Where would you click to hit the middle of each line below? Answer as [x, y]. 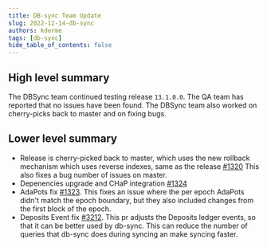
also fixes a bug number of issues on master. [93, 174]
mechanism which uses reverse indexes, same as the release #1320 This [139, 166]
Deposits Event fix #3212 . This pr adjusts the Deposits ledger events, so [138, 217]
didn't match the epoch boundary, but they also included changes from [136, 200]
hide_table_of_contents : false [60, 45]
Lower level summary [63, 139]
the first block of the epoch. [65, 209]
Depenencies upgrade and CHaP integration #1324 [103, 183]
